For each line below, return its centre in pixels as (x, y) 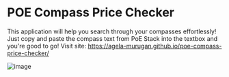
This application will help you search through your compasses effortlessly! (112, 31)
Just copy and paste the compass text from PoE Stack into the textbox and (112, 38)
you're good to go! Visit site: (47, 46)
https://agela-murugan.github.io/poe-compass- (155, 46)
